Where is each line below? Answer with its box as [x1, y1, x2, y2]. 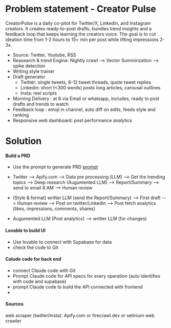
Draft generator [12, 73, 46, 80]
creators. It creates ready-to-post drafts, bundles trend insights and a [5, 25, 152, 31]
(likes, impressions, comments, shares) [12, 206, 96, 212]
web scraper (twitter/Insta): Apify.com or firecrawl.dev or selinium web [5, 312, 155, 318]
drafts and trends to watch [12, 101, 69, 107]
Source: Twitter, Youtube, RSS [12, 52, 76, 58]
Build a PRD [5, 152, 31, 159]
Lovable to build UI [5, 227, 46, 234]
